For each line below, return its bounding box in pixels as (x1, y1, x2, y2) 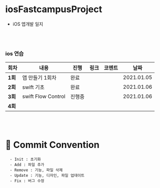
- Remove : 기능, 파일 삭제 (10, 168, 63, 173)
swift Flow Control (22, 93, 66, 100)
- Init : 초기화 (10, 157, 41, 162)
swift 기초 (22, 84, 45, 91)
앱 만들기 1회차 (22, 74, 57, 82)
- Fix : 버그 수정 (10, 178, 45, 183)
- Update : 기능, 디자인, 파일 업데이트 (10, 173, 85, 178)
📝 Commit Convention (5, 139, 100, 151)
